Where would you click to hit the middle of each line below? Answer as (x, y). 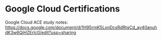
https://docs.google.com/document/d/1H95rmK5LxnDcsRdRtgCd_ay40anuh (81, 27)
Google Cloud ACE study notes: (37, 22)
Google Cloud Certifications (63, 9)
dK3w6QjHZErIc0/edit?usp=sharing (41, 32)
